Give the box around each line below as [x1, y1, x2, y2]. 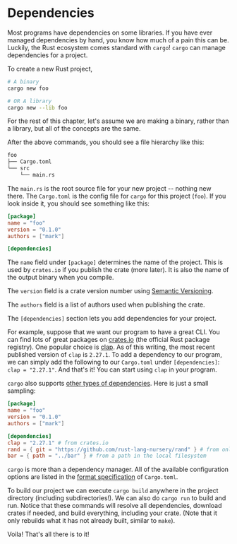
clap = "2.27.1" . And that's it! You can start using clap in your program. [7, 365, 217, 374]
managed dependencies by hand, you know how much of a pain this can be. [7, 35, 229, 44]
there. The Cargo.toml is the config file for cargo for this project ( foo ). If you [7, 191, 226, 200]
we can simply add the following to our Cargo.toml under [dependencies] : [7, 358, 220, 367]
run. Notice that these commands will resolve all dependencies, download [7, 502, 222, 510]
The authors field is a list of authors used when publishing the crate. [7, 300, 206, 309]
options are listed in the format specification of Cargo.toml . [7, 473, 178, 481]
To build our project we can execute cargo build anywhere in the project [7, 486, 219, 495]
